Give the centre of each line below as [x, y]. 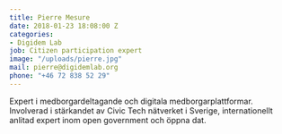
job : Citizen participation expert [76, 51]
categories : [31, 34]
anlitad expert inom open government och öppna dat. [108, 120]
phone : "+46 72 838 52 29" [60, 76]
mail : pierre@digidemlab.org [64, 68]
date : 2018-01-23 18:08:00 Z [64, 26]
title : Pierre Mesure [50, 17]
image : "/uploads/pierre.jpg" [66, 59]
